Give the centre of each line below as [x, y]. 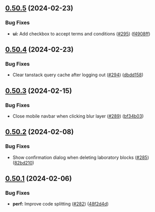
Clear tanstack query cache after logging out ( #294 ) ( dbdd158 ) [78, 75]
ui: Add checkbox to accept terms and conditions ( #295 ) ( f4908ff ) [81, 34]
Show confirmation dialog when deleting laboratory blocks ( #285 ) [81, 157]
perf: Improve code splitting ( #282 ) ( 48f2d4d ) [61, 204]
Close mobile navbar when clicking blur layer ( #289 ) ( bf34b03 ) [78, 116]
